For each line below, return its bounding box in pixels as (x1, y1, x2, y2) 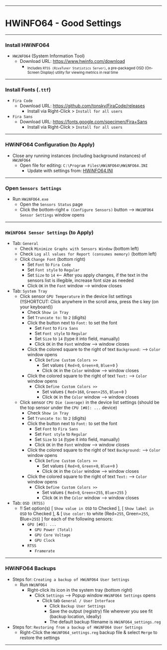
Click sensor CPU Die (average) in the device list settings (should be (19, 400, 160, 406)
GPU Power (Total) (34, 527, 73, 533)
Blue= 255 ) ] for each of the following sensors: (19, 516, 113, 522)
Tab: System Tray (12, 288, 47, 294)
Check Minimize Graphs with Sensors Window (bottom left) (19, 245, 139, 252)
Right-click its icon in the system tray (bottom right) (27, 587, 133, 593)
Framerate (34, 549, 55, 554)
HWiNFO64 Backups (5, 565, 56, 572)
